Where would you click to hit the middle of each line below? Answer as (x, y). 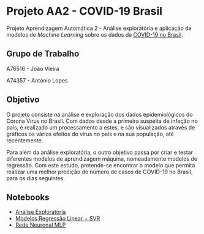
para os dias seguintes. (36, 178)
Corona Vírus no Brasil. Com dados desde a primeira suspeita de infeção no (102, 121)
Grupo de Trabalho (43, 54)
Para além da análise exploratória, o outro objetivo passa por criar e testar (100, 152)
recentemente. (25, 140)
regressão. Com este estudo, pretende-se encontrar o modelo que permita (101, 165)
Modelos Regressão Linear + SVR (58, 219)
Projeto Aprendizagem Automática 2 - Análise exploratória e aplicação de (99, 28)
